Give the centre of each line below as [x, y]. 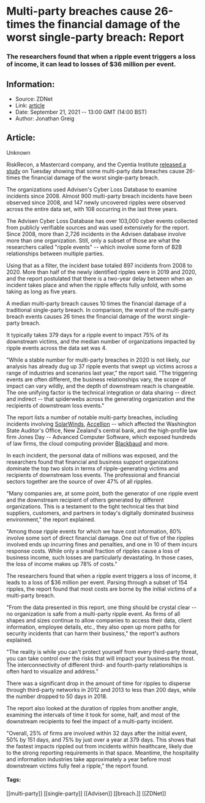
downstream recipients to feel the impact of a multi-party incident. [90, 721]
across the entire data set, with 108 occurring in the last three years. [92, 209]
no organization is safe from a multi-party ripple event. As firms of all [93, 614]
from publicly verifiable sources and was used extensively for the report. [98, 227]
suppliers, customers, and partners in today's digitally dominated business [100, 513]
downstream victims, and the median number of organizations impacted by [101, 341]
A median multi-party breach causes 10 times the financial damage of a [96, 303]
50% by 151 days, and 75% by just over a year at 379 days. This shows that [101, 739]
